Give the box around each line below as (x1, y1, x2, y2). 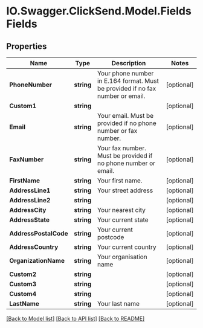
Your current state (97, 216, 149, 224)
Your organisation (97, 252, 148, 261)
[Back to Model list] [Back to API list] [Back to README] (6, 315, 145, 322)
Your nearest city (97, 206, 146, 214)
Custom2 (9, 270, 37, 278)
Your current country (97, 243, 157, 251)
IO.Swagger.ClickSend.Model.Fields (6, 4, 192, 18)
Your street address (97, 186, 153, 195)
